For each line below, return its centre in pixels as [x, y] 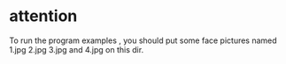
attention [43, 16]
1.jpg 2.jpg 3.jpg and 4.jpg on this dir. [77, 49]
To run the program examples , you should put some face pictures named [143, 40]
